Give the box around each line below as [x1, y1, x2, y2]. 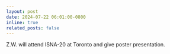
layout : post [6, 8, 39, 15]
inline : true [6, 19, 39, 25]
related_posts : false [6, 25, 60, 31]
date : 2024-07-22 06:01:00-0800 [6, 14, 86, 20]
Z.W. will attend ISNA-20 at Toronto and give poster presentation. [6, 41, 165, 48]
